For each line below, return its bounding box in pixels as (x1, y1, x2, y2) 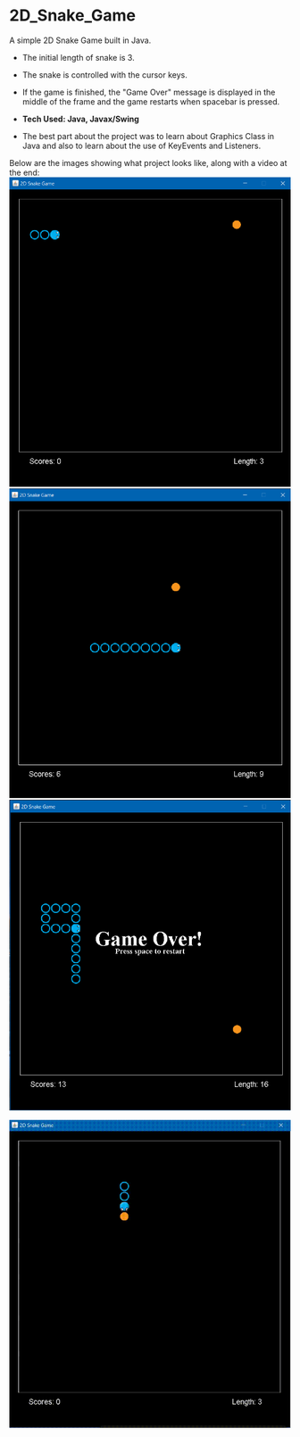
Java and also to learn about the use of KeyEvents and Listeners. (21, 140, 262, 151)
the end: (9, 167, 40, 178)
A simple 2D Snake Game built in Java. (9, 35, 152, 46)
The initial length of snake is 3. (21, 52, 136, 62)
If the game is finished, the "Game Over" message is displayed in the (21, 87, 276, 97)
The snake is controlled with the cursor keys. (21, 69, 187, 80)
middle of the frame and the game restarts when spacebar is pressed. (21, 96, 280, 107)
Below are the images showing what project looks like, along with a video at (9, 157, 287, 168)
